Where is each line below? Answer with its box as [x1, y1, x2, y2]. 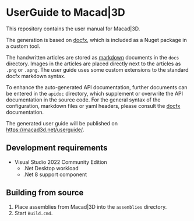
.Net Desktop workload [23, 164, 79, 171]
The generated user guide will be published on [6, 120, 118, 127]
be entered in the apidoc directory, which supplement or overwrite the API [6, 90, 184, 97]
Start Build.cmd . [14, 209, 53, 216]
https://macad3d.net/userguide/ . [6, 126, 84, 133]
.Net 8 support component [23, 171, 87, 178]
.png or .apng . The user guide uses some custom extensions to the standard [6, 66, 189, 73]
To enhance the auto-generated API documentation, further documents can [6, 83, 188, 90]
